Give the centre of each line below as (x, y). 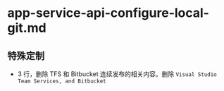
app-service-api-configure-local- (108, 13)
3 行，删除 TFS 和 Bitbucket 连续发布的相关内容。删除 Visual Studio (117, 74)
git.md (27, 28)
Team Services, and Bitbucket (62, 81)
